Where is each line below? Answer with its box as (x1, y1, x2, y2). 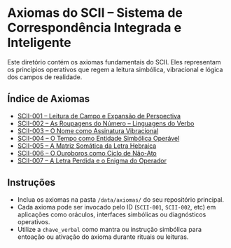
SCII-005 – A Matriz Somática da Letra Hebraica (17, 142, 157, 150)
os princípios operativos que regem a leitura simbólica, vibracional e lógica (7, 65, 223, 74)
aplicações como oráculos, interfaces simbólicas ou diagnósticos (17, 210, 206, 219)
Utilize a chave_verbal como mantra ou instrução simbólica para (17, 225, 202, 233)
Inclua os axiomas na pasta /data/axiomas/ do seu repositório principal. (17, 195, 225, 204)
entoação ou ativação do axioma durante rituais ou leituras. (17, 233, 189, 241)
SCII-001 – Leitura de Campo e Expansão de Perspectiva (17, 111, 181, 120)
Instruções (7, 177, 56, 188)
